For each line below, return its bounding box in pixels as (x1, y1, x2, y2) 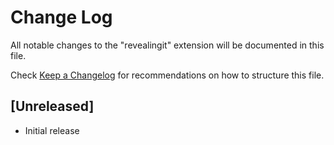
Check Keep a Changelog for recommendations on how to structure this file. (10, 69, 325, 81)
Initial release (24, 124, 80, 136)
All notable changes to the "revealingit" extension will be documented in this (10, 39, 325, 51)
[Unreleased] (10, 98, 95, 115)
